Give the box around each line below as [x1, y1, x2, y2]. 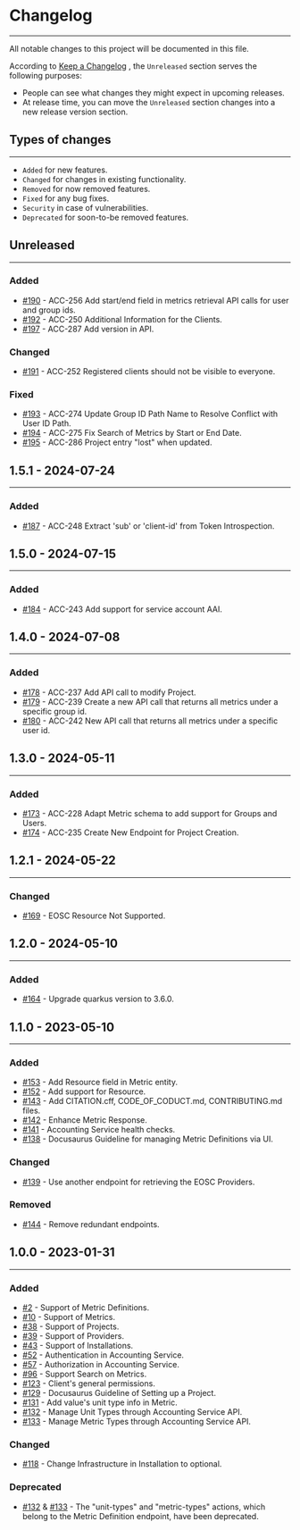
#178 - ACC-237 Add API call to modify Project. [21, 687, 196, 698]
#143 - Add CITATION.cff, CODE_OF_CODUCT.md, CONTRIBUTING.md [21, 1096, 283, 1107]
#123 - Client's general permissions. [21, 1377, 156, 1389]
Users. [21, 817, 47, 828]
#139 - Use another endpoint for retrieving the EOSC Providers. [21, 1176, 255, 1187]
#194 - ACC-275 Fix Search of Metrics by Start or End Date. [21, 428, 243, 439]
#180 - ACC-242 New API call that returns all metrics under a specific [21, 715, 279, 726]
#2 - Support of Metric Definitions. [21, 1301, 150, 1313]
